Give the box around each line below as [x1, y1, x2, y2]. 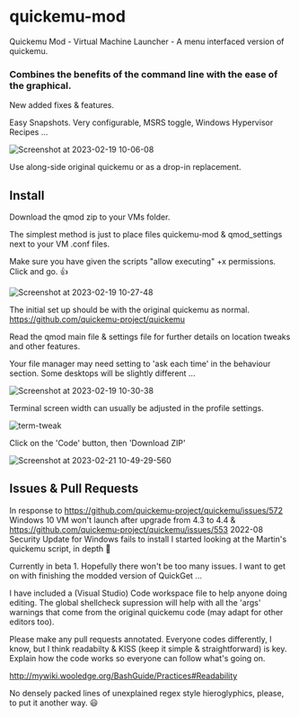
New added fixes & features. [9, 100, 115, 111]
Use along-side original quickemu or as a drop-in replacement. [9, 162, 242, 173]
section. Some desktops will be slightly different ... [9, 368, 196, 379]
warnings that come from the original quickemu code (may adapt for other [9, 606, 284, 617]
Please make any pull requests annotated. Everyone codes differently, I [9, 633, 272, 644]
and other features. [9, 341, 81, 352]
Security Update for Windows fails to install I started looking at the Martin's [9, 533, 287, 544]
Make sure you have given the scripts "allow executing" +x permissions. [9, 256, 277, 267]
